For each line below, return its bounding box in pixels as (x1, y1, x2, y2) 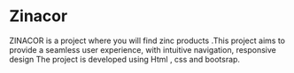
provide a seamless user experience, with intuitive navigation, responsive (9, 44, 276, 55)
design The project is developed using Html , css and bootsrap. (9, 54, 241, 64)
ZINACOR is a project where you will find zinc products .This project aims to (9, 35, 286, 46)
